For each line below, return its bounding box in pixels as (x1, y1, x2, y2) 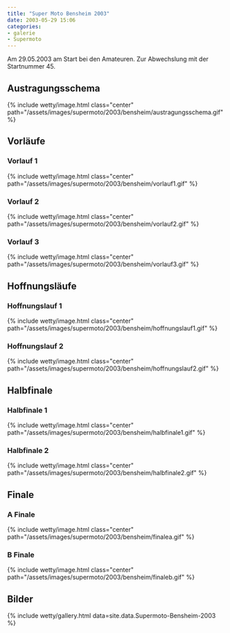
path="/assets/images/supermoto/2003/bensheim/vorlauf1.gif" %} (7, 179, 198, 188)
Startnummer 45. (7, 62, 56, 71)
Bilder (7, 593, 33, 605)
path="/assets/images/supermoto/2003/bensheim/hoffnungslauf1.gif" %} (7, 323, 218, 332)
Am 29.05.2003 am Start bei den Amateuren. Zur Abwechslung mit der (7, 55, 209, 63)
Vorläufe (7, 136, 46, 148)
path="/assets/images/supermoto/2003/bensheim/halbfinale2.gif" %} (7, 469, 207, 477)
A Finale (7, 510, 35, 519)
